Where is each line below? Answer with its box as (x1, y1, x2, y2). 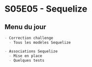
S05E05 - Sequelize (4, 3, 88, 15)
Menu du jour (4, 23, 46, 31)
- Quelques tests (9, 58, 45, 63)
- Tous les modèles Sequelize (9, 40, 71, 45)
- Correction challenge (4, 35, 54, 40)
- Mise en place (9, 53, 42, 58)
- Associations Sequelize (4, 49, 58, 54)
